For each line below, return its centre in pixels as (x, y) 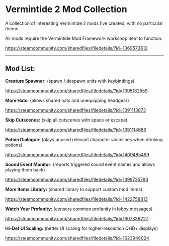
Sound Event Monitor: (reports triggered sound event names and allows (80, 164)
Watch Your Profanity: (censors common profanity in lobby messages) (79, 209)
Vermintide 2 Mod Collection (66, 9)
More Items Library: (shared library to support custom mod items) (74, 189)
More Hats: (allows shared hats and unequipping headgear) (67, 100)
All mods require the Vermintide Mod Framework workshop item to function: (84, 38)
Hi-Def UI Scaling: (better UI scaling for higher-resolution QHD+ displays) (82, 228)
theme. (13, 28)
